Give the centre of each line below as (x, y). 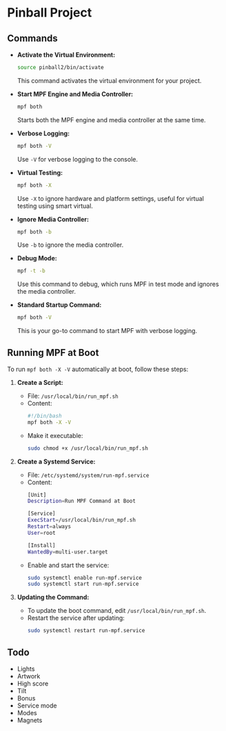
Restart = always (49, 526)
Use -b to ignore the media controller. (70, 245)
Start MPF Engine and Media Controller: (75, 94)
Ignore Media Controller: (53, 219)
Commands (33, 38)
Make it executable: (55, 435)
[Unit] (37, 495)
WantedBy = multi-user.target (68, 552)
